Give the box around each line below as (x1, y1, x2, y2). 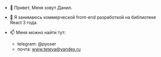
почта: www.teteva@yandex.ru (17, 46, 81, 52)
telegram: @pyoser (17, 41, 56, 47)
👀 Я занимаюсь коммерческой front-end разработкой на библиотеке (9, 14, 156, 20)
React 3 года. (9, 20, 38, 25)
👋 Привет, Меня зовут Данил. (9, 5, 73, 10)
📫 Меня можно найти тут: (9, 30, 66, 35)
